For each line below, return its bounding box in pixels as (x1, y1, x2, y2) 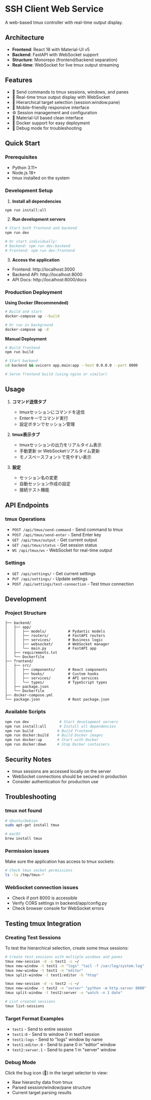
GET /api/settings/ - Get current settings (12, 570, 96, 576)
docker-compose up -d (5, 327, 49, 332)
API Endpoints (5, 501, 49, 510)
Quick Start (5, 139, 40, 147)
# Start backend (5, 359, 38, 363)
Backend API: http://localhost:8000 (12, 271, 83, 277)
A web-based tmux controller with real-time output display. (5, 19, 123, 25)
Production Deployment (5, 289, 63, 295)
